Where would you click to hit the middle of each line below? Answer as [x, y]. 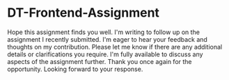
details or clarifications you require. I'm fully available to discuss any [105, 54]
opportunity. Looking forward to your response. [75, 69]
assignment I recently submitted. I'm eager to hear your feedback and [107, 39]
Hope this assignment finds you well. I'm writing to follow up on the [104, 32]
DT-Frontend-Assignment [84, 13]
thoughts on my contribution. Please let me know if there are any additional [115, 47]
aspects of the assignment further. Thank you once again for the [100, 61]
